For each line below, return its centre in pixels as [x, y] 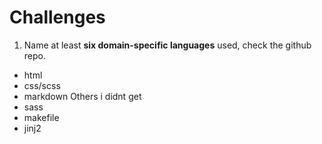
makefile [41, 117]
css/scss [42, 85]
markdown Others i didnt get [82, 96]
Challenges [57, 17]
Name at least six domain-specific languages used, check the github [167, 45]
